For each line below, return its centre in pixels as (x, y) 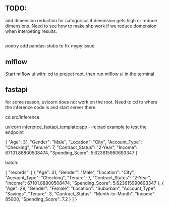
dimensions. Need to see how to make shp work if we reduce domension (81, 26)
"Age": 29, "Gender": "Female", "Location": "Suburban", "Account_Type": (81, 188)
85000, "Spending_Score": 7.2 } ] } (41, 199)
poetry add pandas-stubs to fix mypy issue (50, 46)
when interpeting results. (31, 31)
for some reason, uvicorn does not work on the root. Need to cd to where (81, 102)
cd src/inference (22, 117)
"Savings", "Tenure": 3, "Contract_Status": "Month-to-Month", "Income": (80, 193)
